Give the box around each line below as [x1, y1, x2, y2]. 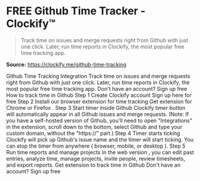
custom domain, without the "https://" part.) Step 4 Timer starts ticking [6, 130, 180, 137]
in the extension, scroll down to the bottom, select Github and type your [6, 123, 183, 130]
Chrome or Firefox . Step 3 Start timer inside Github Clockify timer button [6, 104, 186, 111]
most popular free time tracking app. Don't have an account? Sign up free [6, 85, 187, 92]
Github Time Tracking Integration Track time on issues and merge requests [6, 72, 190, 79]
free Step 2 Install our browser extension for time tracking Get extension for [6, 97, 192, 105]
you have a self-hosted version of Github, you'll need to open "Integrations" [6, 116, 193, 124]
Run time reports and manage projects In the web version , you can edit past [6, 148, 194, 156]
